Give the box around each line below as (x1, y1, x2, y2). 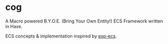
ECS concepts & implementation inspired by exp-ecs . (5, 33, 117, 39)
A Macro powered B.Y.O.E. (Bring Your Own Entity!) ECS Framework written (5, 18, 163, 24)
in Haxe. (5, 23, 23, 29)
